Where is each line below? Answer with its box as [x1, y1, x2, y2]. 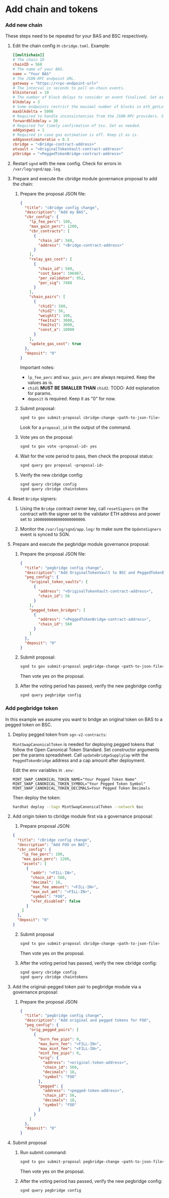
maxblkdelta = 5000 [12, 109, 54, 114]
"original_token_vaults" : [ [29, 579, 88, 584]
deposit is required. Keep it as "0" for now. [27, 395, 116, 402]
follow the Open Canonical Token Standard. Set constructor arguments [12, 746, 159, 753]
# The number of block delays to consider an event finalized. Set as [12, 95, 164, 100]
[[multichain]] [12, 53, 45, 58]
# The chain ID [12, 57, 45, 63]
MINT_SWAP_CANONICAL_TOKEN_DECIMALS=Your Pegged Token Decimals [12, 785, 150, 791]
